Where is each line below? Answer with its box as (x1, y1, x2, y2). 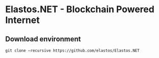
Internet (5, 14, 40, 26)
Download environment (5, 35, 81, 43)
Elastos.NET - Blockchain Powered (5, 4, 155, 15)
